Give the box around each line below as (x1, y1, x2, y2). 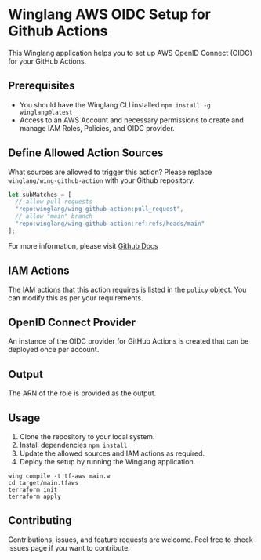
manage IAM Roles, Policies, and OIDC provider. (19, 123, 175, 133)
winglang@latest (19, 108, 73, 116)
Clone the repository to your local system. (19, 432, 155, 442)
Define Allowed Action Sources (8, 147, 164, 160)
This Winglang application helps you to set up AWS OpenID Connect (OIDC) (8, 48, 252, 57)
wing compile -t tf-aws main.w (8, 472, 111, 480)
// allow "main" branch (15, 213, 92, 220)
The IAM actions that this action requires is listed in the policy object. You (8, 285, 247, 294)
